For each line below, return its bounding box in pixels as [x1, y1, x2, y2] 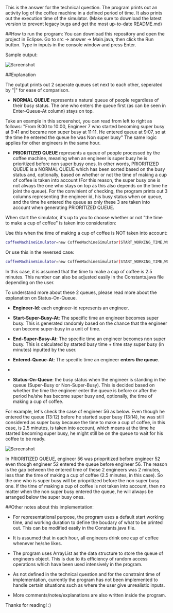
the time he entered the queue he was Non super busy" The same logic [5, 134, 157, 141]
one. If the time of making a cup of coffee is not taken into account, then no [5, 483, 166, 489]
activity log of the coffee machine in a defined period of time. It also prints [5, 10, 163, 16]
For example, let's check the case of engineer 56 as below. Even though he [5, 408, 165, 414]
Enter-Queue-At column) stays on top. [12, 108, 94, 114]
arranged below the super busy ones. [5, 494, 85, 500]
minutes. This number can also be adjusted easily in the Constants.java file [5, 274, 164, 280]
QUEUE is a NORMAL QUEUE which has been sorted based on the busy [12, 166, 165, 172]
